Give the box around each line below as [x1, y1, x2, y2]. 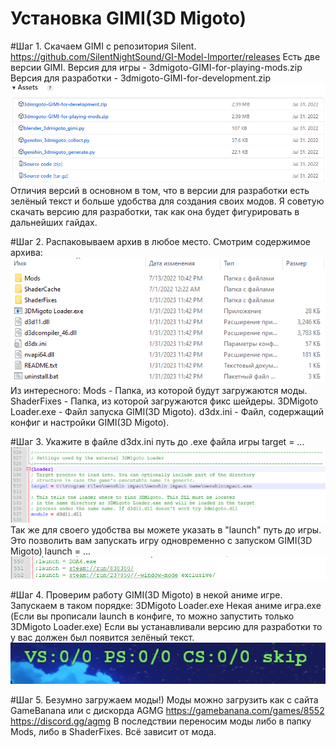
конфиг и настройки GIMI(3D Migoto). [10, 416, 170, 428]
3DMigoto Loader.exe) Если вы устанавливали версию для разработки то [10, 621, 323, 633]
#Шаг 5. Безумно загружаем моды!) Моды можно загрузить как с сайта [10, 693, 319, 706]
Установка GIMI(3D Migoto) [10, 7, 247, 30]
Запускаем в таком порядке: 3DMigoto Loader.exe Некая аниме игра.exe [10, 600, 322, 612]
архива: [10, 246, 43, 258]
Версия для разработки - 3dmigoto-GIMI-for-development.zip [10, 72, 271, 84]
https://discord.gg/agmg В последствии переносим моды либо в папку [10, 715, 312, 727]
